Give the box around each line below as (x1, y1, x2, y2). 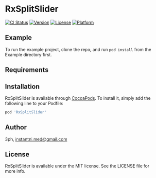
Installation (5, 82, 40, 90)
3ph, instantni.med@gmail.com (5, 136, 68, 142)
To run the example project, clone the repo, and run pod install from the (5, 46, 152, 52)
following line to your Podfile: (5, 100, 64, 106)
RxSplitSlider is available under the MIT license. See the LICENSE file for (5, 163, 150, 169)
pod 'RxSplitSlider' (5, 109, 47, 115)
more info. (5, 168, 26, 174)
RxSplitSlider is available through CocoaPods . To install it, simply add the (5, 95, 151, 101)
